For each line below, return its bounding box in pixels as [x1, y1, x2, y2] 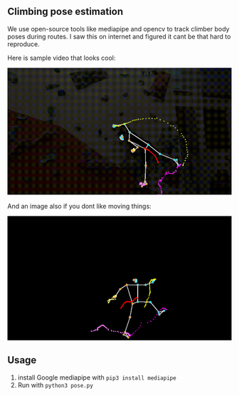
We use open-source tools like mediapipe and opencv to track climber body [7, 24, 230, 33]
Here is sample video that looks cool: [7, 53, 116, 62]
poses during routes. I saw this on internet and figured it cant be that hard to [7, 32, 231, 41]
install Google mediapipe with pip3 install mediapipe [17, 373, 176, 382]
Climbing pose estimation [7, 6, 124, 18]
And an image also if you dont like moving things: [7, 202, 152, 210]
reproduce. [7, 39, 41, 48]
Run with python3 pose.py [17, 380, 94, 389]
